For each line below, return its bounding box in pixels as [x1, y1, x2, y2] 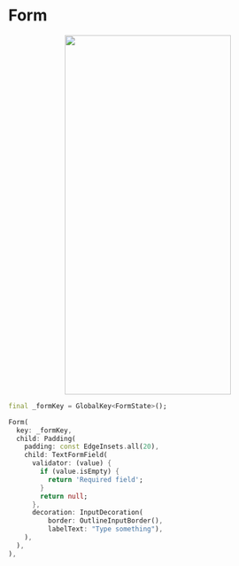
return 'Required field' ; [47, 475, 143, 484]
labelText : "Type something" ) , [47, 524, 164, 534]
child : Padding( [16, 434, 76, 443]
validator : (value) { [31, 459, 112, 468]
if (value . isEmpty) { [40, 467, 120, 477]
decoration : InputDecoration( [31, 508, 143, 517]
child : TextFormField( [24, 451, 108, 460]
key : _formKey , [16, 426, 73, 435]
